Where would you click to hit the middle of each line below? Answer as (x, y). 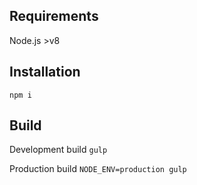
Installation (45, 72)
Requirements (54, 16)
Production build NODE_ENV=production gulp (98, 169)
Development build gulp (58, 150)
